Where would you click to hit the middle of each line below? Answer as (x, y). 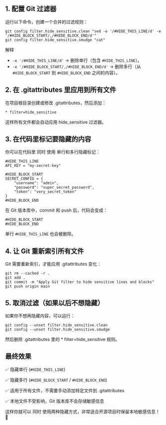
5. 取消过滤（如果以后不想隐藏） (55, 303)
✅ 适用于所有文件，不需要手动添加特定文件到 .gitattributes (65, 390)
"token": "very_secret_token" (45, 192)
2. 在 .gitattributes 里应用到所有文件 (61, 90)
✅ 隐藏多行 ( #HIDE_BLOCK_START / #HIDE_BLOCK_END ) (56, 380)
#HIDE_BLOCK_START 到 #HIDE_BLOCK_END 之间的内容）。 (66, 72)
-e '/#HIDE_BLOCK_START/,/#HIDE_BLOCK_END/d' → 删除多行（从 (77, 67)
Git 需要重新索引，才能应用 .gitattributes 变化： (53, 264)
